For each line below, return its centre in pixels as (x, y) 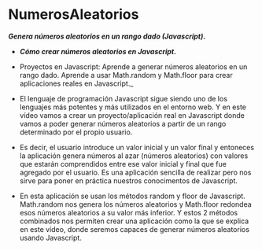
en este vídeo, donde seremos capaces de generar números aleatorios (135, 229)
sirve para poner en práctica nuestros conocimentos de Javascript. (129, 180)
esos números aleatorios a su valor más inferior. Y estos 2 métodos (129, 212)
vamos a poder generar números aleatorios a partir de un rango (123, 123)
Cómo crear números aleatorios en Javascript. (98, 51)
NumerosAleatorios (74, 15)
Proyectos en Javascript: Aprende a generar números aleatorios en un (133, 66)
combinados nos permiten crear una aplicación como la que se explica (134, 221)
